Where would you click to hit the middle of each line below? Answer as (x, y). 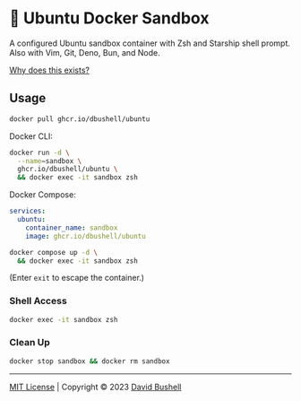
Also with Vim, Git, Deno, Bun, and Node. (85, 52)
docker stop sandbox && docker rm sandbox (90, 361)
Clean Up (30, 343)
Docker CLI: (31, 136)
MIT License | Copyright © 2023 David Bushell (95, 387)
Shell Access (38, 301)
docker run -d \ (39, 153)
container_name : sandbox (72, 228)
